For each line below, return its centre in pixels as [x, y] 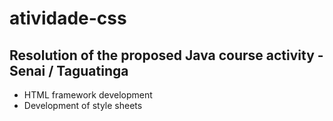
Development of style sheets [83, 105]
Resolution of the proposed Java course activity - [166, 55]
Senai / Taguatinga [69, 70]
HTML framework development [88, 95]
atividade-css [68, 18]
